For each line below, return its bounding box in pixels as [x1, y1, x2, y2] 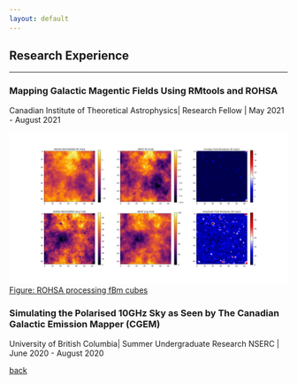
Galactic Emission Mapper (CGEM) [9, 319, 161, 331]
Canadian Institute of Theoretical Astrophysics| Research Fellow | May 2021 [9, 104, 285, 115]
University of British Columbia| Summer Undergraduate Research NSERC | [9, 338, 280, 349]
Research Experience [9, 49, 130, 64]
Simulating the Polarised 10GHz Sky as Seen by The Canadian [9, 307, 280, 319]
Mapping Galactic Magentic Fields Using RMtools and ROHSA [9, 85, 278, 97]
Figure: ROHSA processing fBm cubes [9, 285, 148, 296]
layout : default [9, 14, 69, 23]
